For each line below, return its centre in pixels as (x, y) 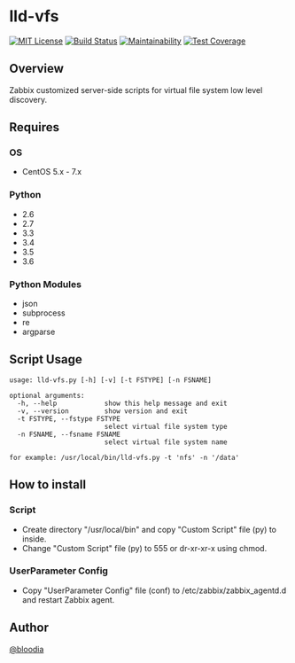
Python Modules (46, 284)
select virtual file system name (166, 442)
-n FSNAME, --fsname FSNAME (69, 434)
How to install (48, 485)
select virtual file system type (166, 426)
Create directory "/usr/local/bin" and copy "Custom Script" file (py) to (149, 529)
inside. (34, 539)
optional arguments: (47, 395)
